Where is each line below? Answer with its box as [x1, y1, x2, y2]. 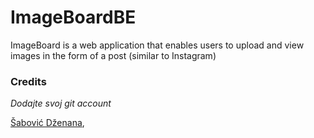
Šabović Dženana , [10, 117, 85, 129]
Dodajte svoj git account [10, 97, 112, 110]
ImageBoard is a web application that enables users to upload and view [10, 39, 305, 51]
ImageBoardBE [10, 6, 137, 29]
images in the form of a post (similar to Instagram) [10, 49, 217, 61]
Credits [10, 74, 47, 88]
